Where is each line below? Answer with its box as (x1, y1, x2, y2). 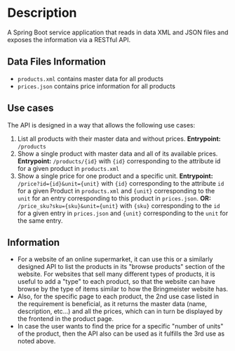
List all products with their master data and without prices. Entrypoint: (17, 135, 221, 143)
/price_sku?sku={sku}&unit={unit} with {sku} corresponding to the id (17, 201, 220, 209)
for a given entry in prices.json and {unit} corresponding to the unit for (17, 209, 229, 217)
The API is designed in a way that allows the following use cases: (7, 121, 196, 129)
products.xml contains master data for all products (17, 74, 163, 83)
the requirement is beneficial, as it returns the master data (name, (17, 300, 207, 308)
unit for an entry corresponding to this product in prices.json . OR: (17, 194, 212, 202)
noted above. (17, 337, 56, 345)
